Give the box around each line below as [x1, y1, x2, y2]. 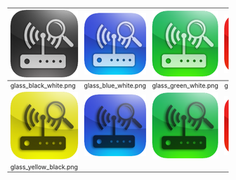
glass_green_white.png [152, 81, 219, 90]
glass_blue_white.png [84, 81, 146, 90]
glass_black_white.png [10, 81, 76, 90]
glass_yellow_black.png [10, 162, 79, 171]
